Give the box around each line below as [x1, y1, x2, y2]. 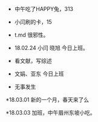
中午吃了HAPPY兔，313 [14, 5, 74, 12]
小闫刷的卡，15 [14, 18, 52, 26]
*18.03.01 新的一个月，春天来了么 [5, 96, 90, 103]
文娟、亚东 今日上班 [14, 70, 64, 77]
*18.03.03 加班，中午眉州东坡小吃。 [5, 109, 96, 116]
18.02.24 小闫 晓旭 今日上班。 [14, 45, 89, 51]
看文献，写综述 [14, 57, 52, 64]
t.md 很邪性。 [14, 31, 49, 38]
